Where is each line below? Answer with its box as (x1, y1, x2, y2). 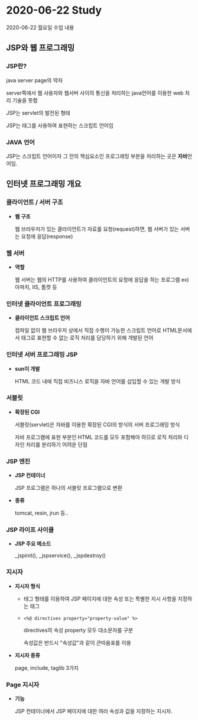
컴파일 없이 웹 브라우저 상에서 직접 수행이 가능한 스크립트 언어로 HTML (14, 327, 178, 334)
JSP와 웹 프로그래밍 (6, 43, 75, 53)
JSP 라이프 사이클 (6, 526, 54, 534)
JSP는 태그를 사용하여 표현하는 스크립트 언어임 (6, 122, 114, 129)
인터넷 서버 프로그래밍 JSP (6, 350, 78, 359)
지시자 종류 (14, 651, 40, 658)
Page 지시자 (6, 680, 40, 689)
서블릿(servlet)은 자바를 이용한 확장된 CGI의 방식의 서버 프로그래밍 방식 (14, 421, 180, 428)
